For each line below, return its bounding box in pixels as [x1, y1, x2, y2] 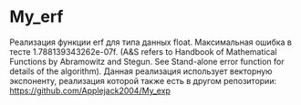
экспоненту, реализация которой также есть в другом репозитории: [9, 75, 276, 86]
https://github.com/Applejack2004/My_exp [9, 85, 171, 96]
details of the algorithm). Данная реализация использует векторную [9, 66, 273, 77]
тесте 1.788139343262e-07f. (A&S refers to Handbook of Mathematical [9, 46, 277, 57]
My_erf [9, 6, 64, 27]
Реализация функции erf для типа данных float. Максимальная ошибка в [9, 37, 293, 47]
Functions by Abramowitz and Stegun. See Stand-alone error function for [9, 56, 285, 67]
